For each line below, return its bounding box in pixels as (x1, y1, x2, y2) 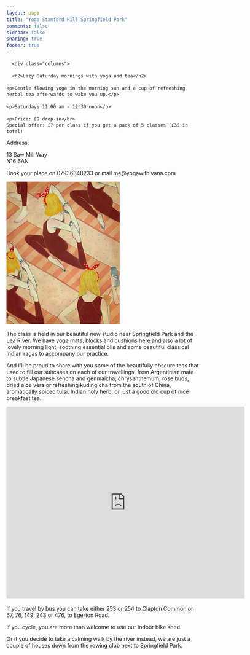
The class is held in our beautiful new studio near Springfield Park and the (6, 331, 193, 337)
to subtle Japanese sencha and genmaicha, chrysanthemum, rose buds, (6, 375, 189, 382)
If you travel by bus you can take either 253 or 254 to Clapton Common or (6, 605, 193, 612)
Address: (6, 139, 29, 146)
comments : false (6, 23, 48, 29)
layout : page (6, 10, 40, 16)
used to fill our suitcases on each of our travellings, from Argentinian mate (6, 369, 194, 375)
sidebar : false (6, 29, 45, 36)
